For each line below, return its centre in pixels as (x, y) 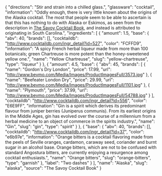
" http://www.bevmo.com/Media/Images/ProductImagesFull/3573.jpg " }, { (79, 75)
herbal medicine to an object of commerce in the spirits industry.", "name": (80, 121)
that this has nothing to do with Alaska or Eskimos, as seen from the (73, 22)
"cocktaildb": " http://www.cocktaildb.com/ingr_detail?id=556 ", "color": (76, 100)
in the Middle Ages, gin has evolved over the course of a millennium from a (80, 116)
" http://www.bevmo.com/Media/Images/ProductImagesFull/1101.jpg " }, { (78, 85)
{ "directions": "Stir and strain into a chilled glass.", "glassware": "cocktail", (80, 7)
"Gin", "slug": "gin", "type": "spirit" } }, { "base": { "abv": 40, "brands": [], (78, 126)
